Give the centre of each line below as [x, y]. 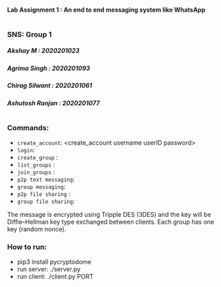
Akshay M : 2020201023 [43, 51]
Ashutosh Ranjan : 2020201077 [53, 103]
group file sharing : [46, 201]
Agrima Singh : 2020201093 [49, 68]
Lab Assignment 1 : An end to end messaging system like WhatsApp [106, 10]
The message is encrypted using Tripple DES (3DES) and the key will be [109, 215]
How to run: [27, 246]
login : [26, 150]
